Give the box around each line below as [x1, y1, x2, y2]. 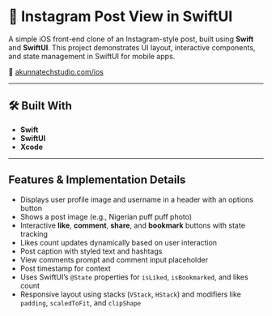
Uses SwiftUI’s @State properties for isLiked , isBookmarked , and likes [19, 271, 249, 282]
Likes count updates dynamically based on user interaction [19, 237, 217, 247]
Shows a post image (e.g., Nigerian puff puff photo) [19, 211, 193, 221]
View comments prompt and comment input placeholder [19, 254, 209, 264]
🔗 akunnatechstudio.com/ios [8, 66, 104, 76]
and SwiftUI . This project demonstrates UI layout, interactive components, [8, 42, 256, 52]
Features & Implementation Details [8, 173, 186, 187]
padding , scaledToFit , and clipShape [19, 297, 142, 307]
